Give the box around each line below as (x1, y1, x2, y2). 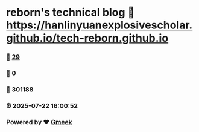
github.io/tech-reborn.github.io (6, 31, 169, 45)
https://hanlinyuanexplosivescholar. (6, 18, 193, 32)
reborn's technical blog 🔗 (6, 5, 135, 19)
